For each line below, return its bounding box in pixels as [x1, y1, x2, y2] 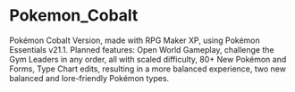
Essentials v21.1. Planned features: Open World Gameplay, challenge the [9, 44, 274, 54]
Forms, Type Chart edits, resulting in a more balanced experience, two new [9, 63, 286, 74]
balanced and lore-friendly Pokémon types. [9, 72, 170, 83]
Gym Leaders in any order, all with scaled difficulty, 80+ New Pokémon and [9, 54, 287, 64]
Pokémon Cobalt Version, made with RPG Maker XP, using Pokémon [9, 35, 261, 46]
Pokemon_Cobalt [9, 5, 139, 26]
